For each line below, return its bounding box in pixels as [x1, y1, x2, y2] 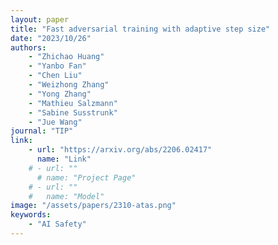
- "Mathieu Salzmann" [28, 98, 118, 108]
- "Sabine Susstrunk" [28, 107, 118, 118]
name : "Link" [36, 154, 92, 164]
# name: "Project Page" [36, 172, 137, 183]
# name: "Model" [28, 191, 105, 201]
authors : [10, 42, 47, 53]
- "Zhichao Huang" [28, 52, 105, 62]
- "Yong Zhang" [28, 89, 92, 99]
